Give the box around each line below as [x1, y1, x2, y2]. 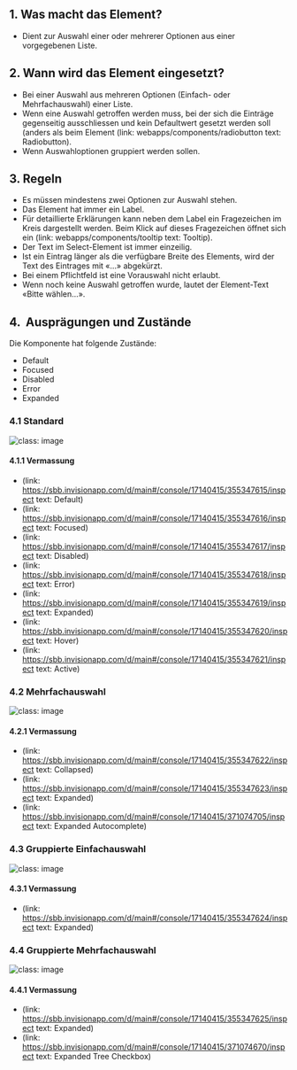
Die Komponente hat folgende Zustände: [9, 338, 157, 349]
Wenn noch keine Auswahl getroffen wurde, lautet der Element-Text [21, 279, 270, 291]
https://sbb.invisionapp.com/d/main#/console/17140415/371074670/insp [21, 1042, 286, 1052]
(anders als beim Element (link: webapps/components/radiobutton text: [21, 127, 281, 137]
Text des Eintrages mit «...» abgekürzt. [21, 260, 164, 271]
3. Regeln [9, 172, 63, 187]
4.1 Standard [9, 415, 65, 428]
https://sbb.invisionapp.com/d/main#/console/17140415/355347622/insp [21, 755, 288, 765]
